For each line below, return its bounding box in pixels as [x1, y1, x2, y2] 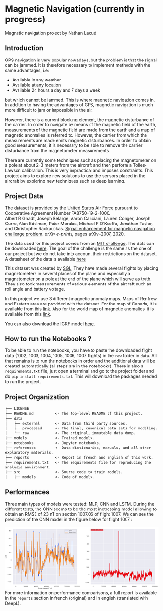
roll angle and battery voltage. [5, 286, 65, 292]
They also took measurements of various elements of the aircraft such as [5, 281, 152, 286]
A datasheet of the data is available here [5, 256, 86, 262]
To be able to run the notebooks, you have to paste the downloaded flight [5, 347, 152, 353]
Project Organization [5, 393, 69, 401]
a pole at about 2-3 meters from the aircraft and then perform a [5, 162, 132, 168]
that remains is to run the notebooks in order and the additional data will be [5, 358, 156, 364]
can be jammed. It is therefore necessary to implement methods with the [5, 62, 151, 68]
